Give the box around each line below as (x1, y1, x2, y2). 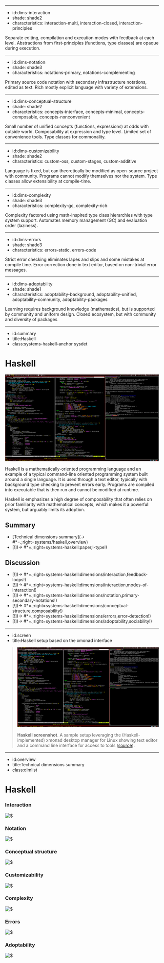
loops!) (12, 577, 27, 583)
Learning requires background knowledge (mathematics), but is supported (5, 306, 155, 312)
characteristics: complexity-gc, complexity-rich (12, 203, 108, 208)
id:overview (12, 757, 36, 762)
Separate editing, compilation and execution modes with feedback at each (5, 35, 155, 41)
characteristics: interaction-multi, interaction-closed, (12, 20, 119, 26)
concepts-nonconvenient (39, 114, 90, 120)
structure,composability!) (12, 608, 63, 614)
